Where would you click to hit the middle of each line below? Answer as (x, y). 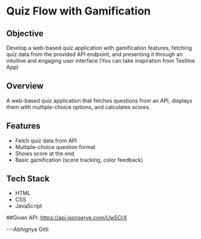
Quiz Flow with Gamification (79, 11)
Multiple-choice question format (55, 147)
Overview (25, 86)
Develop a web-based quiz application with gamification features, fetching (99, 48)
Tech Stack (28, 179)
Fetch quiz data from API (46, 141)
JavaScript (28, 206)
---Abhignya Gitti (28, 229)
